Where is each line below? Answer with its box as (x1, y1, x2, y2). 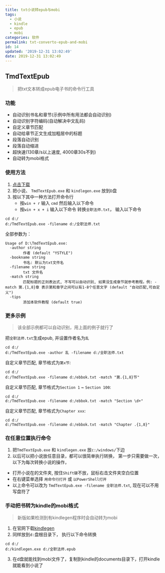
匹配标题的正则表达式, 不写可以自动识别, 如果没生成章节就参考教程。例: (23, 280, 153, 285)
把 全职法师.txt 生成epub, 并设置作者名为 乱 (5, 335, 89, 341)
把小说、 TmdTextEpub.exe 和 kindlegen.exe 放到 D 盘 (12, 187, 117, 193)
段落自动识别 (12, 137, 39, 143)
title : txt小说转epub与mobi (5, 7, 61, 12)
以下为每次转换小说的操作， (12, 459, 70, 465)
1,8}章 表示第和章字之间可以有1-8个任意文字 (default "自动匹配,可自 (26, 285, 157, 289)
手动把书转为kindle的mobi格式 (5, 502, 79, 509)
